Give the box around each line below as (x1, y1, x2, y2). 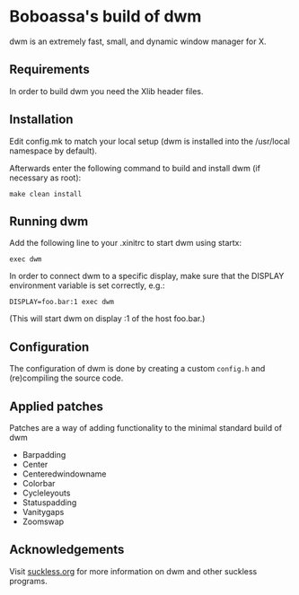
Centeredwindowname (22, 468, 107, 479)
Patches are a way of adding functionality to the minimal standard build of (9, 423, 283, 433)
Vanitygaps (22, 507, 65, 517)
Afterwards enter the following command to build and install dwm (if (9, 162, 260, 173)
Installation (9, 112, 74, 127)
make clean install (9, 189, 83, 198)
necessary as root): (9, 172, 82, 183)
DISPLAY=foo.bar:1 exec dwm (9, 298, 115, 307)
